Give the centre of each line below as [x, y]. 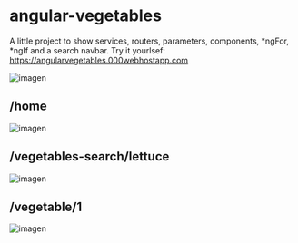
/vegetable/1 [46, 206]
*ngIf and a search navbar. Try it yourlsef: [88, 50]
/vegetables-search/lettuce [89, 156]
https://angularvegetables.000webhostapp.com [99, 60]
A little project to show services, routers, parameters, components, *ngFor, [149, 41]
